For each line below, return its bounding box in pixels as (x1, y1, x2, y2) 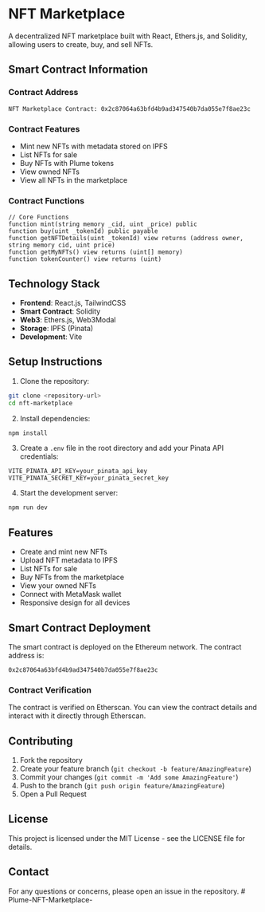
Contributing (8, 734, 73, 748)
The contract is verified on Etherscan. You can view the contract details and (8, 703, 257, 713)
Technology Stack (8, 277, 100, 290)
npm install (8, 428, 48, 437)
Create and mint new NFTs (19, 547, 107, 557)
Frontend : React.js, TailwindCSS (19, 298, 127, 308)
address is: (8, 650, 45, 660)
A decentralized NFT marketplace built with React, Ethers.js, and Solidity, (8, 31, 248, 41)
